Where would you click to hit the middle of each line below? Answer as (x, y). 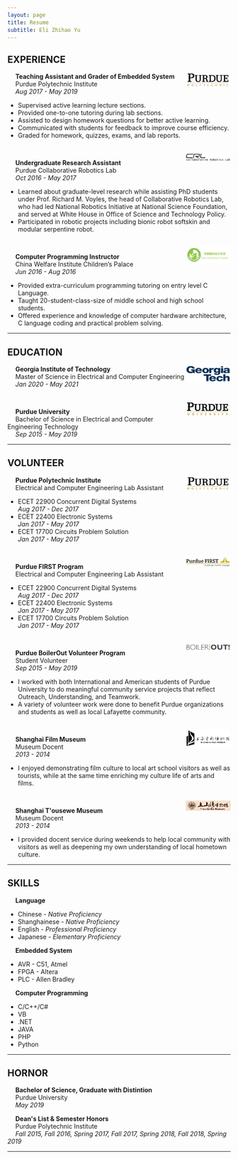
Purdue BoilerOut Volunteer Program (70, 652)
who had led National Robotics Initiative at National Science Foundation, (123, 207)
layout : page (27, 15)
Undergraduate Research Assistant (68, 163)
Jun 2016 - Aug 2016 (46, 272)
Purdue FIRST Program (49, 566)
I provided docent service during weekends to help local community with (124, 839)
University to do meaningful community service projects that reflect (116, 689)
